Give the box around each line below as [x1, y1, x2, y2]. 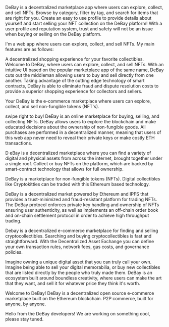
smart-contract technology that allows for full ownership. [5, 166, 124, 172]
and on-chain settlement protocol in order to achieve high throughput [5, 212, 149, 218]
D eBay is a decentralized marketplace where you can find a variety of [5, 150, 151, 156]
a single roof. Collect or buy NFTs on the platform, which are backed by [5, 161, 154, 166]
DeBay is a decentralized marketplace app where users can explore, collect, [5, 5, 163, 10]
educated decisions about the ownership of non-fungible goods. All [5, 124, 146, 130]
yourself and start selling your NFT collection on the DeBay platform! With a [5, 20, 162, 26]
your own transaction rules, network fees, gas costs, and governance [5, 244, 150, 250]
